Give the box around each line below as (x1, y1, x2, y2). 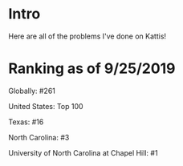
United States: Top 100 (8, 101, 83, 111)
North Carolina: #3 (8, 132, 70, 142)
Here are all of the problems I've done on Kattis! (8, 31, 167, 41)
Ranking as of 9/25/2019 (8, 59, 176, 78)
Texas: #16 (8, 117, 44, 127)
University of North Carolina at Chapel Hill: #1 (8, 148, 158, 157)
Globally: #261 (8, 86, 56, 95)
